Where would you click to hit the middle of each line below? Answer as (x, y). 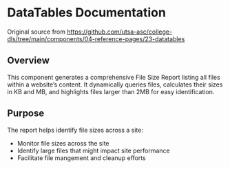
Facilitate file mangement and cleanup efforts (81, 158)
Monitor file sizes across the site (63, 143)
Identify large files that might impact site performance (93, 150)
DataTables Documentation (87, 13)
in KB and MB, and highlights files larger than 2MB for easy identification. (111, 91)
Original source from (36, 32)
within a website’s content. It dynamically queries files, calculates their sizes (115, 84)
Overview (29, 61)
